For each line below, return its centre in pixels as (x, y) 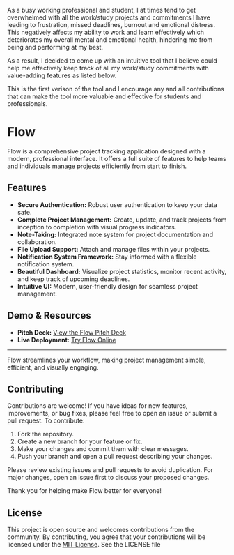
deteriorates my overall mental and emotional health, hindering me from (110, 40)
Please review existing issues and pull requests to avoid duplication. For (110, 470)
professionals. (28, 104)
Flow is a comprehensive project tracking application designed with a (107, 151)
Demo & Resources (49, 315)
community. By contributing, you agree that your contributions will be (107, 537)
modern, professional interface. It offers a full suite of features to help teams (117, 158)
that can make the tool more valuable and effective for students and (104, 96)
